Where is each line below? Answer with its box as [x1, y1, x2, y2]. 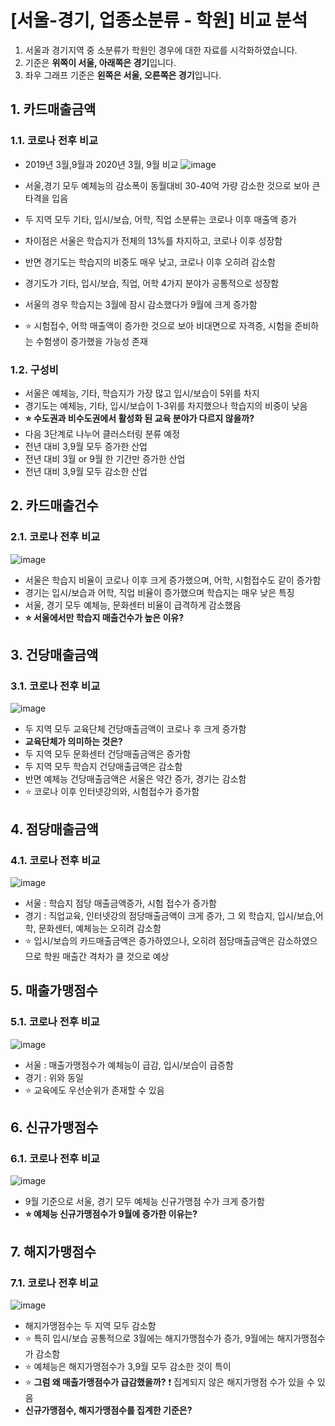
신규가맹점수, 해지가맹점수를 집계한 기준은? [24, 1404, 193, 1416]
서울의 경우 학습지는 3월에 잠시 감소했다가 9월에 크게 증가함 [24, 298, 258, 310]
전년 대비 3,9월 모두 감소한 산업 [24, 465, 148, 477]
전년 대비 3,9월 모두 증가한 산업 [24, 440, 148, 452]
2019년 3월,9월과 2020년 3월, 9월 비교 [24, 158, 179, 170]
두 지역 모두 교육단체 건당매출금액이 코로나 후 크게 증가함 [24, 723, 247, 735]
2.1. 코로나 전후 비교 [10, 530, 101, 544]
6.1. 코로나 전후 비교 [10, 1151, 101, 1165]
